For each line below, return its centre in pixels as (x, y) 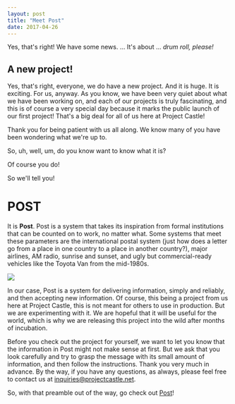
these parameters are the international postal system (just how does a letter (117, 241)
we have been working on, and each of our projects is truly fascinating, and (117, 101)
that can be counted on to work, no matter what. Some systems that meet (114, 234)
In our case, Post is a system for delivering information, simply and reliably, (116, 290)
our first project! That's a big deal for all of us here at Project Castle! (106, 116)
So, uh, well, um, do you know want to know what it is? (87, 151)
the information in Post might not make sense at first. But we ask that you (114, 349)
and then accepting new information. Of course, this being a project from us (117, 298)
